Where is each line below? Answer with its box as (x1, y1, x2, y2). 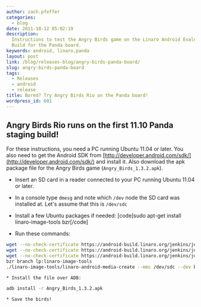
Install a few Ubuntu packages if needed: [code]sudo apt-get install (14, 212, 181, 219)
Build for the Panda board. (11, 43, 82, 49)
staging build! (6, 130, 59, 140)
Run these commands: (14, 230, 71, 237)
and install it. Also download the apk (95, 158, 185, 165)
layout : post (6, 53, 39, 59)
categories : (6, 14, 36, 20)
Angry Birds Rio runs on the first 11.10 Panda (6, 121, 173, 131)
